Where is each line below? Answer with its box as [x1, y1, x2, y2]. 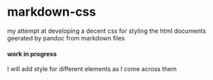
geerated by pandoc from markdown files [7, 34, 125, 42]
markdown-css [7, 4, 97, 20]
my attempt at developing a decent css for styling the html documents [7, 27, 206, 35]
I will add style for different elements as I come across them [7, 65, 177, 73]
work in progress [7, 49, 57, 58]
